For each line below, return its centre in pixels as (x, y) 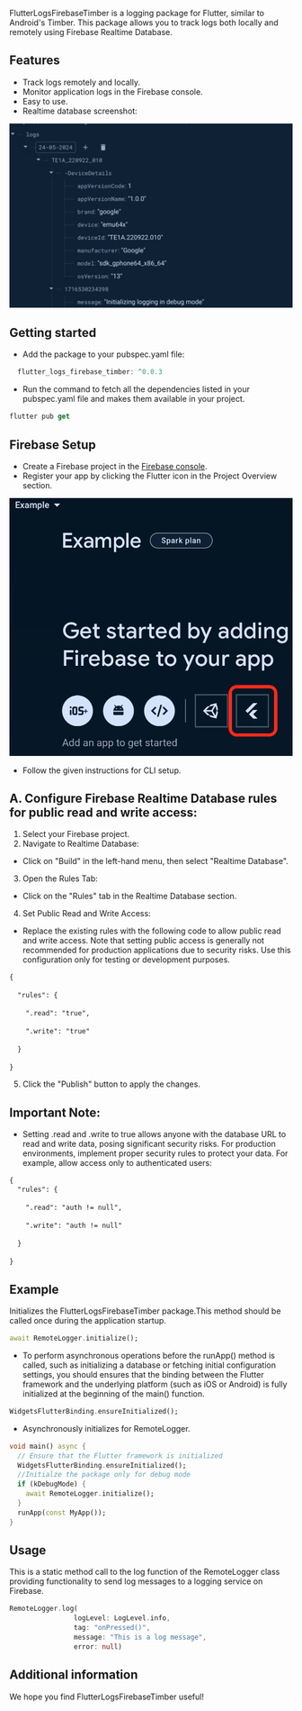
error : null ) (98, 1647)
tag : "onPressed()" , (112, 1628)
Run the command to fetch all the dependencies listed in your (136, 389)
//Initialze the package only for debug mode (104, 1475)
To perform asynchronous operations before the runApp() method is (149, 1355)
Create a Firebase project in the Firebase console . (115, 466)
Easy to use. (45, 101)
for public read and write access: (103, 812)
